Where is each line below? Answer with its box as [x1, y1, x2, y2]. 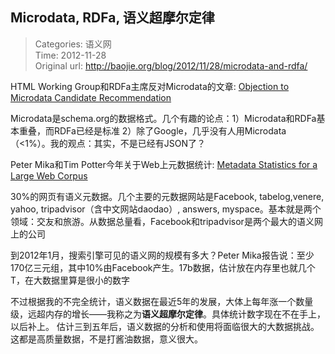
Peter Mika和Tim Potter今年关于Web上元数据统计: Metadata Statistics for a [10, 158, 318, 170]
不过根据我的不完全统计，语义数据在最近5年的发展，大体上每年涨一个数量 [10, 295, 314, 307]
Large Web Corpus [10, 169, 88, 182]
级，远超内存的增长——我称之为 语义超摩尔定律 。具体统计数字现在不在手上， [10, 308, 326, 320]
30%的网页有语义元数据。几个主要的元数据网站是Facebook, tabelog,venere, [10, 190, 325, 202]
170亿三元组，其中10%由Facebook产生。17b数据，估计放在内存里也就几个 [10, 261, 316, 273]
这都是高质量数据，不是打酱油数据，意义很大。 [10, 333, 203, 345]
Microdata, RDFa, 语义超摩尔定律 [10, 9, 215, 27]
